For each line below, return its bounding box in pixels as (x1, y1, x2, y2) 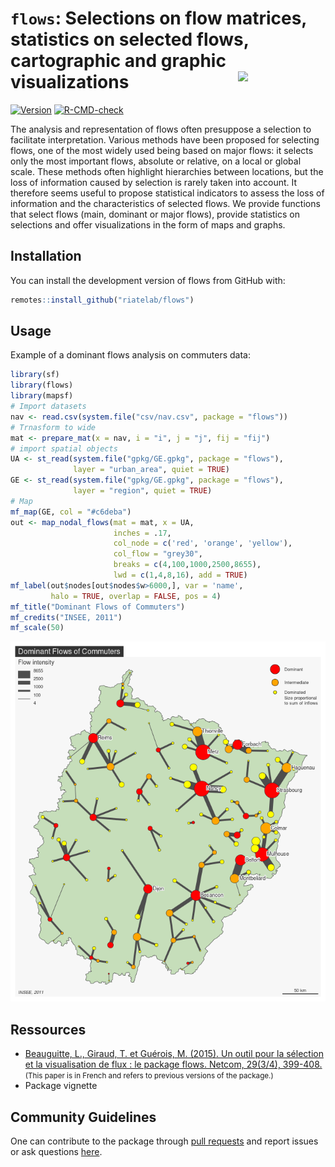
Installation (10, 248, 82, 265)
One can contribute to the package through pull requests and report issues (10, 1135, 319, 1147)
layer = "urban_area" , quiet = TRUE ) (73, 465, 230, 475)
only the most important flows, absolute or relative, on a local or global (10, 155, 302, 167)
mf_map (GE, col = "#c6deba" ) (10, 507, 132, 517)
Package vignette (24, 1080, 98, 1092)
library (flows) (10, 380, 74, 391)
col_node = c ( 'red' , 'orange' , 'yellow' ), (113, 538, 293, 549)
